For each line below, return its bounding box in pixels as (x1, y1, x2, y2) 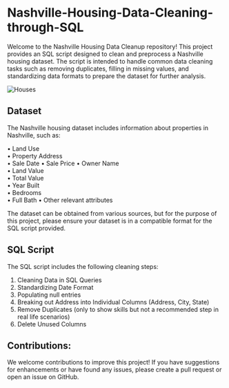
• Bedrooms (7, 188, 42, 196)
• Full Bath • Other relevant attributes (7, 196, 113, 204)
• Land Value (7, 166, 45, 174)
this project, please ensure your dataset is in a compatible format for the (7, 216, 212, 225)
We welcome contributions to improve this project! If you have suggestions (7, 358, 220, 367)
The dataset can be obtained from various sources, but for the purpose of (7, 209, 217, 217)
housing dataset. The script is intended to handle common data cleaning (7, 57, 213, 65)
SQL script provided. (7, 223, 66, 232)
